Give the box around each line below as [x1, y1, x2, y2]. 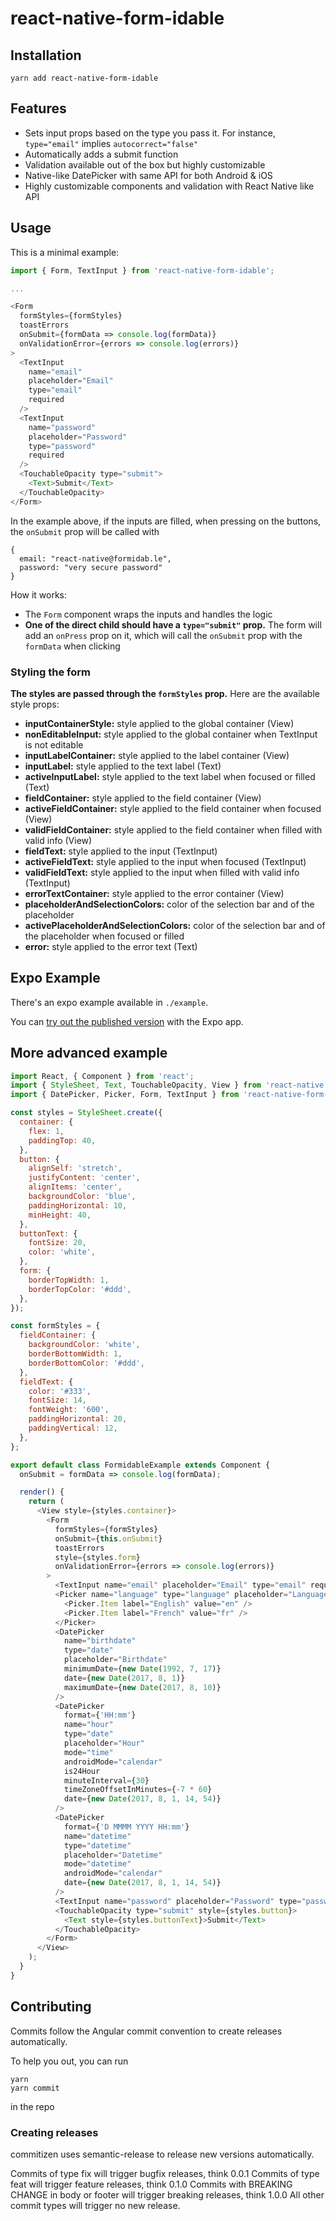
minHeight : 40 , [28, 1210, 92, 1220]
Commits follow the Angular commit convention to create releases [10, 2025, 283, 2037]
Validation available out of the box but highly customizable [24, 158, 266, 171]
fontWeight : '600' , [28, 1405, 110, 1415]
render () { [19, 1487, 65, 1497]
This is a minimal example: [10, 246, 120, 258]
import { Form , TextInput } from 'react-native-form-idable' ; [10, 265, 275, 276]
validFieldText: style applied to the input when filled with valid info [24, 866, 300, 878]
